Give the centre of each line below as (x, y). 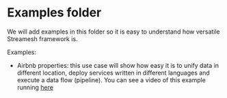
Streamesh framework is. (42, 38)
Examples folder (54, 13)
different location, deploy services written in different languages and (113, 73)
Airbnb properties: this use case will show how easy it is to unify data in (118, 65)
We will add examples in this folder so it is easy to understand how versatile (113, 32)
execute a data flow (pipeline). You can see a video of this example (111, 79)
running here (35, 87)
